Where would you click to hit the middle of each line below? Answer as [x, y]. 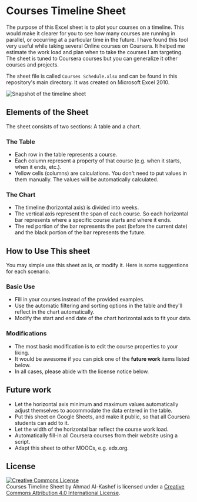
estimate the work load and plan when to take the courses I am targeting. [95, 52]
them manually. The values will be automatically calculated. [86, 179]
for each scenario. [28, 271]
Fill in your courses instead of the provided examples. [80, 300]
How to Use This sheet [48, 251]
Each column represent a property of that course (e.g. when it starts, [98, 161]
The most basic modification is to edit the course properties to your [96, 346]
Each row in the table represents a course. [66, 155]
